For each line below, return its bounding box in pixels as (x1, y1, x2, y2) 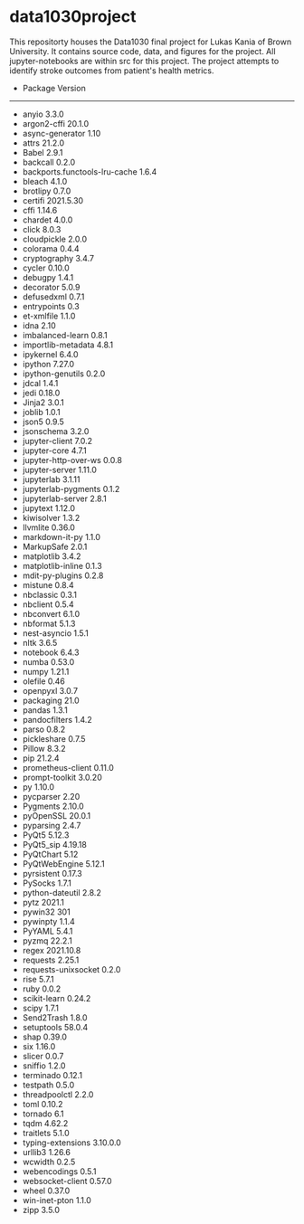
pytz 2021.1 (22, 897, 65, 907)
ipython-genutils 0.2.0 (22, 368, 106, 379)
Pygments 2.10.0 (22, 801, 84, 811)
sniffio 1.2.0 (22, 1060, 66, 1071)
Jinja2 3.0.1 (22, 396, 65, 408)
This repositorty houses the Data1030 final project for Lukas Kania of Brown (9, 36, 292, 47)
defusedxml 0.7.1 (22, 291, 85, 302)
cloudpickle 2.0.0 (22, 233, 88, 244)
